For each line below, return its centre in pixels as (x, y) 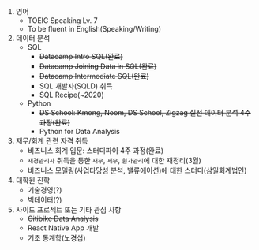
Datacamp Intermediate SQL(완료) (94, 76)
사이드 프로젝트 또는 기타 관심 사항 (68, 210)
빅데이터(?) (45, 200)
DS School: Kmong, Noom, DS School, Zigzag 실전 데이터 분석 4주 (145, 112)
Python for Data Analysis (79, 131)
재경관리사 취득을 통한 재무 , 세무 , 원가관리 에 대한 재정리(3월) (114, 160)
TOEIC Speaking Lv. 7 (62, 21)
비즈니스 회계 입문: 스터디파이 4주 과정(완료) (96, 151)
